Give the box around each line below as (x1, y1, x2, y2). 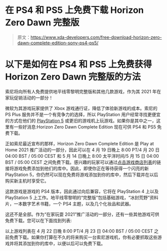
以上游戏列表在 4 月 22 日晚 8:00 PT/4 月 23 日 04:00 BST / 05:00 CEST (5, 228, 153, 234)
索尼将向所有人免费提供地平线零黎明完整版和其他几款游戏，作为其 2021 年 (5, 88, 157, 94)
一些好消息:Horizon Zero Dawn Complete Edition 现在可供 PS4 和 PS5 (13, 124, 157, 129)
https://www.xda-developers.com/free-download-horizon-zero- (30, 34, 162, 40)
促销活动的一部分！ (13, 95, 53, 101)
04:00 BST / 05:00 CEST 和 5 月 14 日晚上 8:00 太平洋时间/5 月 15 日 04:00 (5, 153, 159, 159)
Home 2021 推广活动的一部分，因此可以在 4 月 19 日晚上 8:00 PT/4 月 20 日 (5, 147, 160, 153)
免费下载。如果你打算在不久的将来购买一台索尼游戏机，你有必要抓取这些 (9, 234, 158, 240)
